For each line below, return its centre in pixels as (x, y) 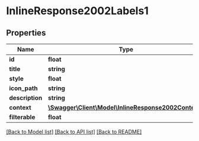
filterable (22, 117)
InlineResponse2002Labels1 (78, 11)
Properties (26, 33)
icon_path (24, 88)
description (26, 98)
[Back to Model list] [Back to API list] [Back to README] (74, 132)
